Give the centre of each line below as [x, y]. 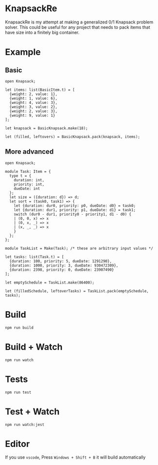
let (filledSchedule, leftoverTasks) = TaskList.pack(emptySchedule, [77, 291]
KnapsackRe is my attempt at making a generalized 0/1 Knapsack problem [79, 22]
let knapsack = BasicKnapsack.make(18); [47, 128]
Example [23, 52]
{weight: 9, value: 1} [32, 115]
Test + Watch [32, 412]
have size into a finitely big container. [42, 32]
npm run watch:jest [25, 425]
